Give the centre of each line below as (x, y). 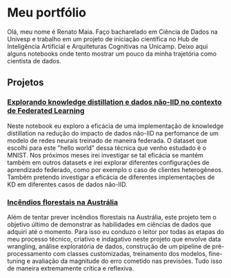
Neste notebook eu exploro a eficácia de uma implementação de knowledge (115, 126)
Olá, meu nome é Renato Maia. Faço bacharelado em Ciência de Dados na (113, 32)
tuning (16, 261)
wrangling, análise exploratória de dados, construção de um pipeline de (109, 246)
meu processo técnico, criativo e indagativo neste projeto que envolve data (114, 239)
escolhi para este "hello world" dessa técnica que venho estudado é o (107, 148)
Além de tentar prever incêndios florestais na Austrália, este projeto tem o (112, 217)
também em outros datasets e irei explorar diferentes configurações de (108, 162)
